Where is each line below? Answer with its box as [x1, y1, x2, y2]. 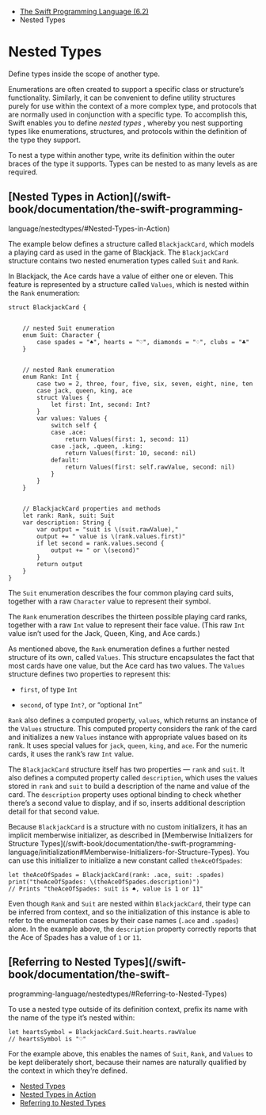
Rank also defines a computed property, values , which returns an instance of [8, 715, 257, 725]
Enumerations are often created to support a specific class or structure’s [8, 84, 245, 94]
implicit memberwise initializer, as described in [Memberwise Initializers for [8, 830, 253, 840]
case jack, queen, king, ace [36, 386, 133, 395]
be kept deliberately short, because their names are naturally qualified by [8, 1057, 247, 1067]
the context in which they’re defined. [8, 1066, 128, 1075]
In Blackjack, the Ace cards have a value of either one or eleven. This [8, 271, 234, 281]
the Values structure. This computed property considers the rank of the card [8, 723, 257, 733]
